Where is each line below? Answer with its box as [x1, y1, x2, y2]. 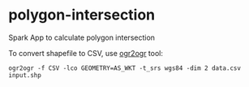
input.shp [8, 71, 42, 79]
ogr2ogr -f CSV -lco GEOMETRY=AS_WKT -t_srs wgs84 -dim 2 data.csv [8, 63, 242, 72]
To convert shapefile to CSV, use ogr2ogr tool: [8, 48, 164, 58]
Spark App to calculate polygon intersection [8, 33, 156, 42]
